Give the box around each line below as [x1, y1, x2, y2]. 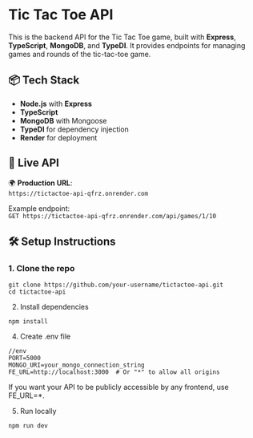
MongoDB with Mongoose [19, 116, 107, 125]
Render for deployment [19, 132, 98, 142]
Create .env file [19, 331, 70, 342]
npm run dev [8, 422, 48, 430]
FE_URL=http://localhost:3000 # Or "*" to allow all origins [8, 368, 220, 376]
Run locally [19, 407, 57, 416]
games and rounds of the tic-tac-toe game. [8, 49, 151, 59]
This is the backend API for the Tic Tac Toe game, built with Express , [8, 32, 236, 42]
